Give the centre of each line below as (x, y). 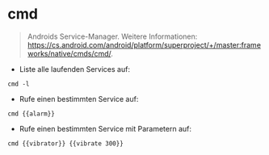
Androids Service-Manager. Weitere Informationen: (112, 36)
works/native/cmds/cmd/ (69, 53)
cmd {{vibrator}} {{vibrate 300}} (66, 143)
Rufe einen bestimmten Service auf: (79, 98)
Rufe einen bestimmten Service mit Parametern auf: (105, 128)
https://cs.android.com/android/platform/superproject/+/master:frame (144, 44)
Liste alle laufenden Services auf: (75, 69)
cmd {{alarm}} (32, 114)
